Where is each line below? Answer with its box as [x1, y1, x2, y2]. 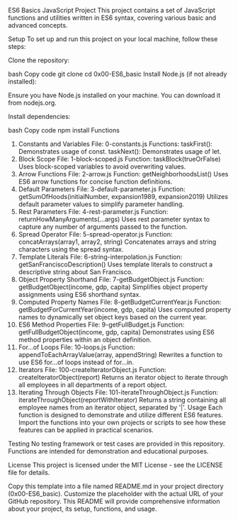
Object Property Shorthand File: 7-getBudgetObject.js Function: [18, 276, 205, 283]
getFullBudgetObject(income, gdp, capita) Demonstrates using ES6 [18, 328, 215, 336]
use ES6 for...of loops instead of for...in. [18, 358, 134, 366]
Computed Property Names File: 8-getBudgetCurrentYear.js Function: [18, 298, 222, 306]
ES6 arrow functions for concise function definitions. [18, 177, 173, 186]
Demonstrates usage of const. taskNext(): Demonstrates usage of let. [18, 147, 222, 155]
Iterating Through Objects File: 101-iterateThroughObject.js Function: [18, 388, 219, 396]
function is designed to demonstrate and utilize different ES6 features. [18, 411, 224, 419]
